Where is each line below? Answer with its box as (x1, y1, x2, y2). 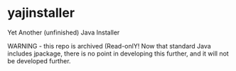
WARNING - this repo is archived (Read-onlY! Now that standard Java (7, 41, 211, 50)
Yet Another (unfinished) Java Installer (7, 28, 120, 37)
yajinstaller (7, 5, 75, 21)
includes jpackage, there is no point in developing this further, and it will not (7, 49, 229, 58)
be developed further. (7, 56, 71, 65)
